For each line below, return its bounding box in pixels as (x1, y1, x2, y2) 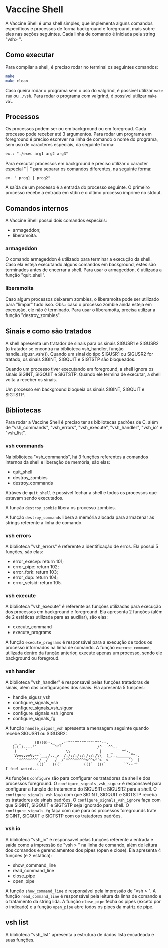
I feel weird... (5, 766, 39, 771)
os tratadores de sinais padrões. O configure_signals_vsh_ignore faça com (5, 797, 161, 803)
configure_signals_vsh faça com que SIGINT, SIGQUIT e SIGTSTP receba (5, 791, 157, 797)
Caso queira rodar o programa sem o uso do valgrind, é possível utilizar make (5, 87, 163, 93)
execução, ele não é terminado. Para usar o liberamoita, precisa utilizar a (5, 307, 156, 313)
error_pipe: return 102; (12, 563, 59, 570)
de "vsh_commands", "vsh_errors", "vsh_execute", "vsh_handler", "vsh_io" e (5, 425, 163, 431)
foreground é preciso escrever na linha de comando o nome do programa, (5, 136, 158, 142)
